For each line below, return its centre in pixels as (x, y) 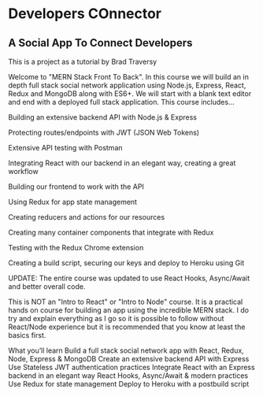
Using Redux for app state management (73, 202)
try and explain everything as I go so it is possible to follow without (116, 318)
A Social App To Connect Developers (100, 43)
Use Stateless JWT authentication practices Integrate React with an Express (131, 367)
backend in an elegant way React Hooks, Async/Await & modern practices (128, 376)
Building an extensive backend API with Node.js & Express (102, 117)
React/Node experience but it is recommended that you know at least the (127, 327)
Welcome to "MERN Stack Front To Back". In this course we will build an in (129, 77)
